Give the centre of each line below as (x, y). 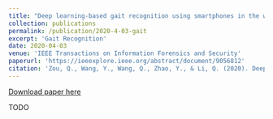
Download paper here (45, 91)
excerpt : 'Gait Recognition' (58, 38)
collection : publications (52, 23)
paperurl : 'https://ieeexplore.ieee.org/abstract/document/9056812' (127, 62)
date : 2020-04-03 (38, 46)
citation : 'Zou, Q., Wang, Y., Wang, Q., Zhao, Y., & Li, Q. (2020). (129, 69)
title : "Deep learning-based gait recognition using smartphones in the (134, 16)
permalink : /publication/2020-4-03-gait (78, 31)
